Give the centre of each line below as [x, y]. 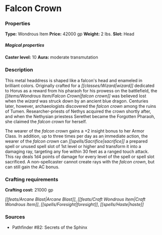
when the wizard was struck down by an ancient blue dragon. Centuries [77, 101]
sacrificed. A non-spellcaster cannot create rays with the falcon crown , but [80, 162]
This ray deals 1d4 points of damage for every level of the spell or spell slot [80, 156]
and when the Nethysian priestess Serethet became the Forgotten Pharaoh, [80, 116]
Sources [15, 217]
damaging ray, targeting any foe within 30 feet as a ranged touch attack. [77, 151]
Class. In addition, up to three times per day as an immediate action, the [76, 136]
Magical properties [25, 45]
